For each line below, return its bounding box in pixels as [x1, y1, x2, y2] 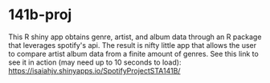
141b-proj [8, 6, 72, 24]
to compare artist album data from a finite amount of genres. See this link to [8, 49, 259, 58]
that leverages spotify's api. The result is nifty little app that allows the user [8, 40, 257, 49]
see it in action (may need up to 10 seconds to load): [8, 57, 182, 67]
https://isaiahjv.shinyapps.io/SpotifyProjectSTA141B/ [8, 65, 181, 75]
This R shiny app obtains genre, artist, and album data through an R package [8, 32, 262, 41]
